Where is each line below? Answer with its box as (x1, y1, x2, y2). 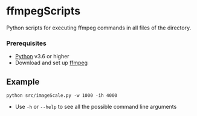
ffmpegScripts (6, 4, 80, 18)
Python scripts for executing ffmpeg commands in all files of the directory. (6, 24, 192, 31)
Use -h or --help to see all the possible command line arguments (15, 103, 177, 111)
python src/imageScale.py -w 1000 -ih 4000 (6, 93, 118, 99)
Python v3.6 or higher (15, 53, 69, 60)
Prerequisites (6, 39, 47, 47)
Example (6, 76, 40, 87)
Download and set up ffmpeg (15, 59, 88, 67)
